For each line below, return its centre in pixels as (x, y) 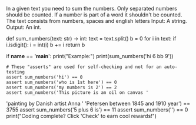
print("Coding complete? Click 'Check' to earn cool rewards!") (82, 116)
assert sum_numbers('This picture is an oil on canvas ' (77, 93)
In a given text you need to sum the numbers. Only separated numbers (92, 9)
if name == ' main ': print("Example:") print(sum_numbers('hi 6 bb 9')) (90, 56)
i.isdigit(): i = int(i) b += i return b (46, 45)
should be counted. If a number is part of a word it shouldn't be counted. (94, 15)
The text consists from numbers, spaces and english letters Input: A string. (97, 21)
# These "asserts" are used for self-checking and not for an (84, 67)
